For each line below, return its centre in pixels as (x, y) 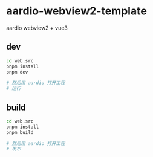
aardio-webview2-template (76, 11)
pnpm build (20, 132)
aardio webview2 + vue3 (37, 28)
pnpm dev (17, 72)
